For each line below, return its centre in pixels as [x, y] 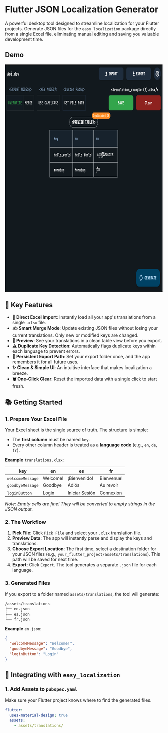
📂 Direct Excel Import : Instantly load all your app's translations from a [84, 317]
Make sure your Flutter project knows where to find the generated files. [78, 700]
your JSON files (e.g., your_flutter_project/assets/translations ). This [86, 554]
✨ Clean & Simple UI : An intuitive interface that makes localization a [82, 367]
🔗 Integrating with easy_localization [63, 675]
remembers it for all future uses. [45, 362]
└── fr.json [17, 619]
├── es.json [17, 614]
